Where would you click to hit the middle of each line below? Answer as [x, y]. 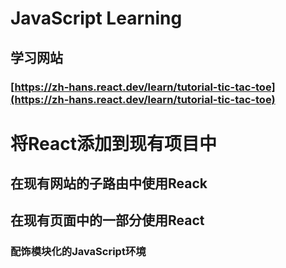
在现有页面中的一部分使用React [107, 220]
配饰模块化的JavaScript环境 [78, 252]
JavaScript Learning [96, 18]
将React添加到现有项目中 [113, 143]
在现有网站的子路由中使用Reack [109, 183]
